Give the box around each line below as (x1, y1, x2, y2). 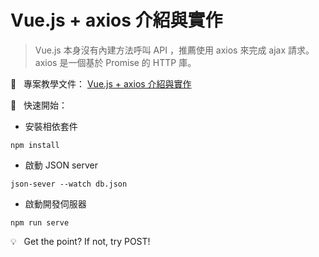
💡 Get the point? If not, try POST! (10, 235, 151, 247)
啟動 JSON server (24, 159, 98, 171)
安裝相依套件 (24, 120, 78, 132)
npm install (10, 140, 60, 150)
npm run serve (10, 217, 70, 228)
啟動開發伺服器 (24, 197, 87, 210)
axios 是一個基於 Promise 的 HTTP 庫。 (34, 56, 197, 68)
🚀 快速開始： (10, 99, 68, 111)
